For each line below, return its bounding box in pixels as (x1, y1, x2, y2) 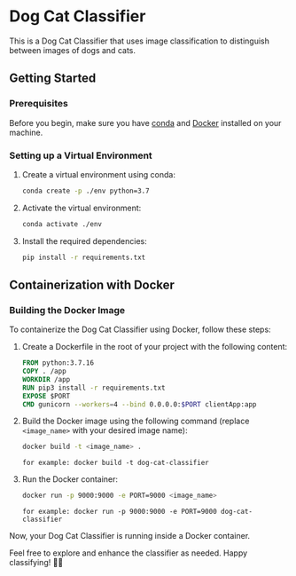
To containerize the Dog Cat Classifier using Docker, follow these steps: (9, 324, 272, 335)
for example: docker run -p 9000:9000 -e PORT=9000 (21, 508, 217, 517)
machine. (9, 127, 43, 138)
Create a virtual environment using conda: (21, 169, 175, 179)
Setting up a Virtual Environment (9, 149, 152, 162)
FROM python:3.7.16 (21, 359, 95, 367)
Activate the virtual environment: (21, 202, 142, 213)
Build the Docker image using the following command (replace (21, 415, 250, 427)
